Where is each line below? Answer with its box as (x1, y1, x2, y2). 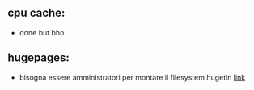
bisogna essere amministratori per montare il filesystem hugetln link (19, 72, 246, 82)
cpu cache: (7, 6, 66, 20)
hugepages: (7, 51, 70, 65)
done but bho (19, 27, 65, 37)
